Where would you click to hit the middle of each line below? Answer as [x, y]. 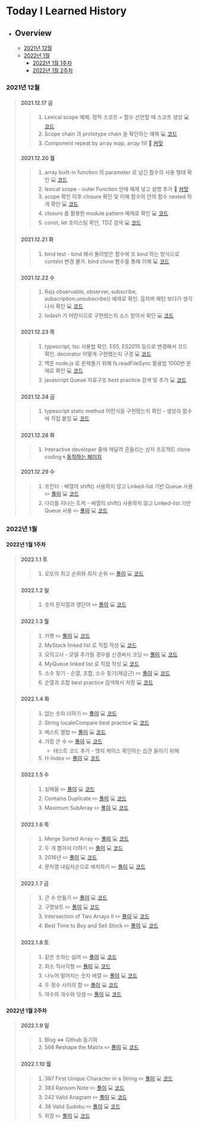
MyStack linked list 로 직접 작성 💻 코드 [91, 645]
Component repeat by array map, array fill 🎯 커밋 [104, 143]
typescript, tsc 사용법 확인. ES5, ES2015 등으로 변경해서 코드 [116, 346]
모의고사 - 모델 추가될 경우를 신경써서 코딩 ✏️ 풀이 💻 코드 [111, 654]
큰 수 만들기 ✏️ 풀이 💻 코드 [76, 898]
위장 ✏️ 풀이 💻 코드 [67, 1116]
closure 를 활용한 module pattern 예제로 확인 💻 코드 [106, 214]
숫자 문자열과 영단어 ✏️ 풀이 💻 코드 [85, 604]
